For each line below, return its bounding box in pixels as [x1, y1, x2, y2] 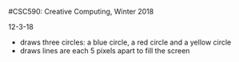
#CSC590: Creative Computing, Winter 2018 [8, 7, 154, 16]
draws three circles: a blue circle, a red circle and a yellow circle [19, 37, 232, 47]
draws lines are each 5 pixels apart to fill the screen [19, 46, 190, 55]
